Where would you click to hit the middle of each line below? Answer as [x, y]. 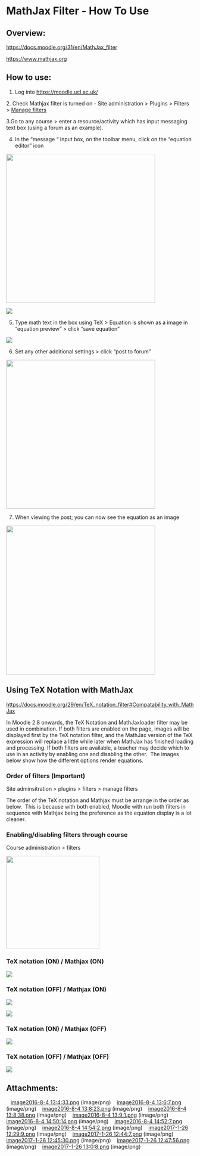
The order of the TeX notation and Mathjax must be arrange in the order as [98, 800]
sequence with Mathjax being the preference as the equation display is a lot [99, 813]
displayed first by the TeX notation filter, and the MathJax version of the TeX [99, 735]
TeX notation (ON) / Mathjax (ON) [55, 962]
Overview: [26, 33]
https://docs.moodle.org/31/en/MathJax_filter [62, 47]
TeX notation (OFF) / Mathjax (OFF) [57, 1057]
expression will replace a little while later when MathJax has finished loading [100, 741]
